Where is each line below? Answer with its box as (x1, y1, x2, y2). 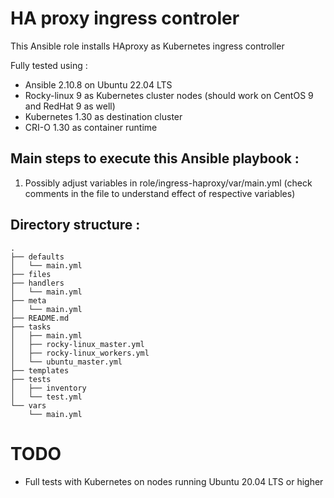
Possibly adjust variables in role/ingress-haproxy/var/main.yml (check (24, 177, 313, 189)
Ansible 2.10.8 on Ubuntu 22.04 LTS (24, 78, 173, 91)
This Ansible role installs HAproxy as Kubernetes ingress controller (10, 40, 285, 52)
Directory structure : (10, 217, 141, 234)
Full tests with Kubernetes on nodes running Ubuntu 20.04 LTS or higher (24, 475, 324, 487)
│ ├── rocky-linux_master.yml (10, 339, 145, 349)
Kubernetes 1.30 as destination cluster (24, 110, 183, 122)
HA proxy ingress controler (10, 7, 240, 30)
